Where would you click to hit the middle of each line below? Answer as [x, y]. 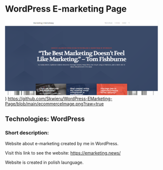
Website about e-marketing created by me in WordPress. [62, 143]
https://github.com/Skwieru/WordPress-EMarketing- [60, 99]
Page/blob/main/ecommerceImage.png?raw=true [55, 104]
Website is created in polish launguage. [44, 162]
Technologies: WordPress [45, 119]
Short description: [27, 133]
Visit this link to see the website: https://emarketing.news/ [63, 153]
